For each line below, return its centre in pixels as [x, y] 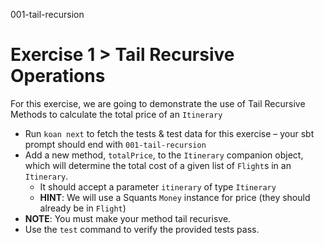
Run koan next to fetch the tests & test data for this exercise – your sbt [169, 133]
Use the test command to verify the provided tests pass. [142, 229]
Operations [58, 76]
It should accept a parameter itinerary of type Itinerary [158, 186]
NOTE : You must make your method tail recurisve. [128, 218]
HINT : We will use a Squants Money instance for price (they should [175, 197]
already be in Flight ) [83, 208]
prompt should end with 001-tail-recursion [115, 144]
